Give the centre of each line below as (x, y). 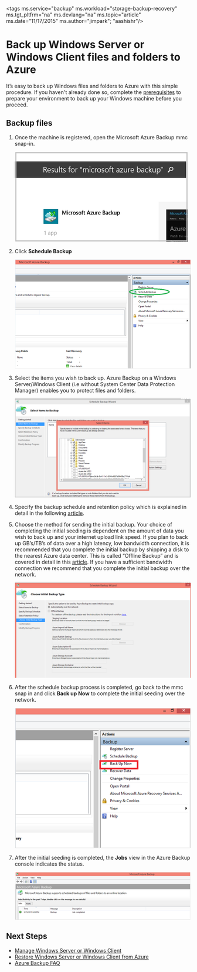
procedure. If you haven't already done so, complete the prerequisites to (94, 92)
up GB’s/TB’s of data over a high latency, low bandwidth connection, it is (102, 543)
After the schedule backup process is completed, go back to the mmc (99, 687)
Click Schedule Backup (43, 251)
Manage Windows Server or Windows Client (68, 950)
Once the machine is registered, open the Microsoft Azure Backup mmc (101, 137)
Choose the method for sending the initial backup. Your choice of (93, 524)
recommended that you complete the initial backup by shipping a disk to (102, 549)
